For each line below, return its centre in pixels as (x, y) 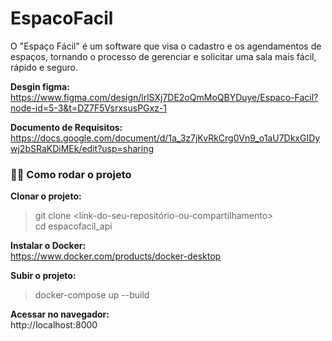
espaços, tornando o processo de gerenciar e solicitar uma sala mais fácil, (163, 56)
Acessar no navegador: (60, 314)
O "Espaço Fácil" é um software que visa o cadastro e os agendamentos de (166, 46)
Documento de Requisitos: (66, 127)
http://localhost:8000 (54, 325)
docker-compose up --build (92, 295)
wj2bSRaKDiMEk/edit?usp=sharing (82, 148)
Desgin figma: (40, 86)
